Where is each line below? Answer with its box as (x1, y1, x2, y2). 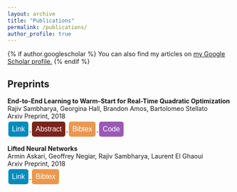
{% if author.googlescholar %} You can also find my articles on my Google (7, 50, 226, 58)
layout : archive (7, 10, 56, 18)
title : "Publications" (7, 17, 75, 24)
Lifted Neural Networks (7, 144, 78, 153)
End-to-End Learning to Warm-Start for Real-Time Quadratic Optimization (7, 97, 231, 105)
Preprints (7, 78, 50, 90)
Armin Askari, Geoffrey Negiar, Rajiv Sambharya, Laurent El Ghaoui (7, 152, 204, 161)
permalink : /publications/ (7, 23, 88, 31)
